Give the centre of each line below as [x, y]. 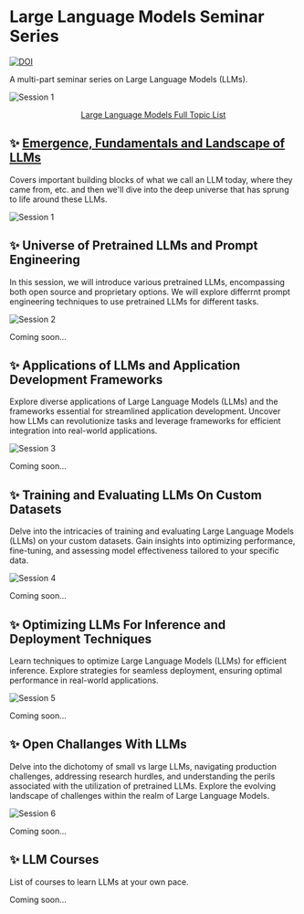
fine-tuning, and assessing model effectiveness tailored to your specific [145, 551]
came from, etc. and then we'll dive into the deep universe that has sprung [149, 189]
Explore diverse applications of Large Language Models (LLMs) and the [144, 402]
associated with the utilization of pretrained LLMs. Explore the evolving [143, 786]
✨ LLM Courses [54, 860]
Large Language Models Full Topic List [153, 114]
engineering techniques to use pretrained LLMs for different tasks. [134, 301]
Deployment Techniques [81, 638]
